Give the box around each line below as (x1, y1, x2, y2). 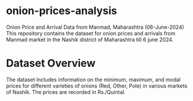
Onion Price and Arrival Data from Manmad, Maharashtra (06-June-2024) (6, 23, 185, 31)
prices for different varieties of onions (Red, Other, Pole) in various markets (6, 82, 188, 89)
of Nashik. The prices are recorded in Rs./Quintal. (6, 88, 126, 95)
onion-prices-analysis (6, 4, 117, 18)
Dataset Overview (6, 57, 96, 70)
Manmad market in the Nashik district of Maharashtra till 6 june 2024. (6, 36, 174, 43)
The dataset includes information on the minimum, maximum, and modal (6, 76, 181, 83)
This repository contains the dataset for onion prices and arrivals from (6, 29, 176, 36)
